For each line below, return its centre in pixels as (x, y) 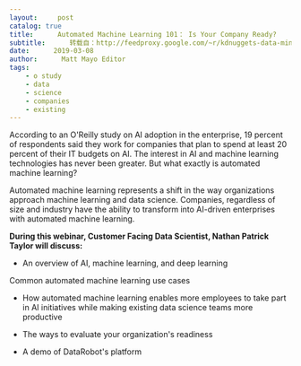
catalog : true (36, 26)
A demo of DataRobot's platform (82, 352)
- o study (44, 76)
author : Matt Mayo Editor (68, 59)
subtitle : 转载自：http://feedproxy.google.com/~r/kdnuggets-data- (145, 43)
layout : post (42, 17)
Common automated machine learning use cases (100, 281)
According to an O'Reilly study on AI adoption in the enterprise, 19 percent (146, 135)
